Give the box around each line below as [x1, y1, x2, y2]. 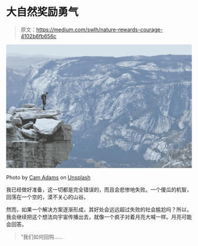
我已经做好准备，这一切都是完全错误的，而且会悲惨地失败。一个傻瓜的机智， [6, 186, 192, 193]
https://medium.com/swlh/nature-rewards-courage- [36, 26, 163, 33]
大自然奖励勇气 [6, 5, 79, 19]
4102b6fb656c [20, 32, 57, 40]
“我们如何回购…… [20, 233, 64, 240]
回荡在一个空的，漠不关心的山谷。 [6, 193, 89, 201]
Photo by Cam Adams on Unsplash [6, 173, 91, 181]
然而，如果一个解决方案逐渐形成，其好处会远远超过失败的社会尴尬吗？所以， [6, 206, 192, 213]
